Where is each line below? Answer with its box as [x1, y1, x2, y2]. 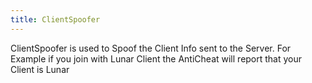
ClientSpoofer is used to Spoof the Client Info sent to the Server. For [10, 42, 292, 54]
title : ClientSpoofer [10, 14, 101, 25]
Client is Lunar [10, 63, 70, 75]
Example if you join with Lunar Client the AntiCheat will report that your [10, 52, 303, 65]
